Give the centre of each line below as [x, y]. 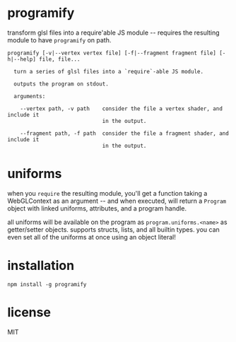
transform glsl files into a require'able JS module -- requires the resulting [114, 33]
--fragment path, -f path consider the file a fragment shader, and [125, 133]
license [29, 312]
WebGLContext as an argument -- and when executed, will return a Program [117, 201]
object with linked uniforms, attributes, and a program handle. [97, 208]
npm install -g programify [47, 284]
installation [41, 266]
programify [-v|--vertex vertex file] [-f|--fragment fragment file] [112, 53]
